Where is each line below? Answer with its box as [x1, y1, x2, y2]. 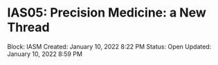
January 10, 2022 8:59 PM [7, 50, 83, 58]
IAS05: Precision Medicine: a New [7, 5, 206, 21]
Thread [7, 19, 50, 35]
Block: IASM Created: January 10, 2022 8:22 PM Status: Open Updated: [7, 42, 212, 50]
